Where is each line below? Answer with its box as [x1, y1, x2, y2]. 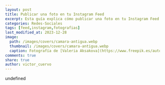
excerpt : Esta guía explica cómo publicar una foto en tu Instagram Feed [5, 16, 160, 21]
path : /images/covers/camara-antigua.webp [9, 39, 98, 44]
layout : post [5, 7, 32, 12]
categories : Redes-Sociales [5, 21, 63, 26]
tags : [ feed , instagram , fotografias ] [5, 26, 80, 30]
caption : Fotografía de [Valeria [9, 48, 78, 53]
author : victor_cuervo [5, 62, 52, 67]
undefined [5, 76, 26, 82]
